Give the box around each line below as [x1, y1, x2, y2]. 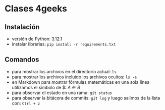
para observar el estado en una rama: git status [11, 90, 112, 96]
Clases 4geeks [4, 3, 67, 14]
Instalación [4, 23, 40, 31]
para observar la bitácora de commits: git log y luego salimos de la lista [11, 95, 161, 101]
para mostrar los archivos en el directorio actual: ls [11, 68, 117, 74]
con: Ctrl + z [11, 100, 40, 106]
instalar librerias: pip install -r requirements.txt [11, 41, 116, 47]
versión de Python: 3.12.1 [11, 36, 62, 42]
